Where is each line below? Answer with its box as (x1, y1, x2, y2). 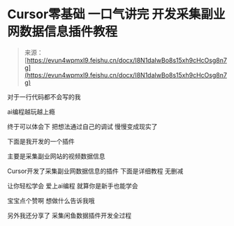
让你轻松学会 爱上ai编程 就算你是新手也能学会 (7, 181, 138, 190)
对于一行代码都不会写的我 (7, 92, 81, 101)
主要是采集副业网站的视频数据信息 (7, 151, 105, 160)
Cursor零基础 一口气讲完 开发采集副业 (7, 6, 226, 22)
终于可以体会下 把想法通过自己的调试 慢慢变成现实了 (7, 122, 158, 130)
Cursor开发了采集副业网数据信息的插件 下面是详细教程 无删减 (7, 167, 184, 175)
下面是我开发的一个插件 (7, 137, 75, 145)
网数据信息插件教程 (7, 24, 118, 40)
